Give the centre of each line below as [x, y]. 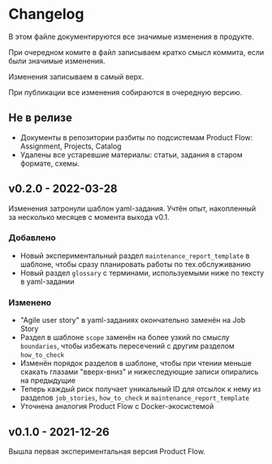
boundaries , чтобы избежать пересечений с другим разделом [127, 346]
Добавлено [32, 238]
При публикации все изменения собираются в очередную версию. [125, 92]
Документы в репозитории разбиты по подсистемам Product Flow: [136, 137]
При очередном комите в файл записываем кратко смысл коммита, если [136, 52]
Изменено [30, 303]
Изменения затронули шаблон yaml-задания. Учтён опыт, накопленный [132, 208]
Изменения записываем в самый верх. [76, 76]
